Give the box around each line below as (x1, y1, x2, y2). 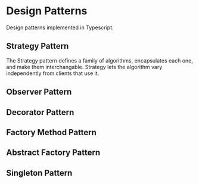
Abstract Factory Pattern (6, 148, 100, 158)
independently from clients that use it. (6, 70, 99, 77)
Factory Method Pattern (6, 127, 97, 138)
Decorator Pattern (6, 107, 74, 117)
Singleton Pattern (6, 168, 73, 178)
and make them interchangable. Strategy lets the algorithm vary (6, 63, 163, 70)
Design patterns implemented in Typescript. (6, 24, 114, 31)
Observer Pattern (6, 87, 72, 97)
